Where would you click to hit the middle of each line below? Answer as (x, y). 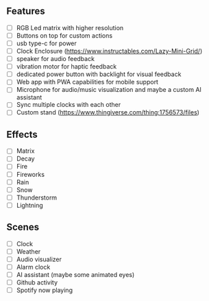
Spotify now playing (45, 290)
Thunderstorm (37, 197)
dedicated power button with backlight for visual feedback (99, 74)
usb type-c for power (46, 43)
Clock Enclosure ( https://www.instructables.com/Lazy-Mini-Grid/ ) (109, 51)
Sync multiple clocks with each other (69, 105)
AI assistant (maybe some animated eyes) (75, 274)
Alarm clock (33, 267)
